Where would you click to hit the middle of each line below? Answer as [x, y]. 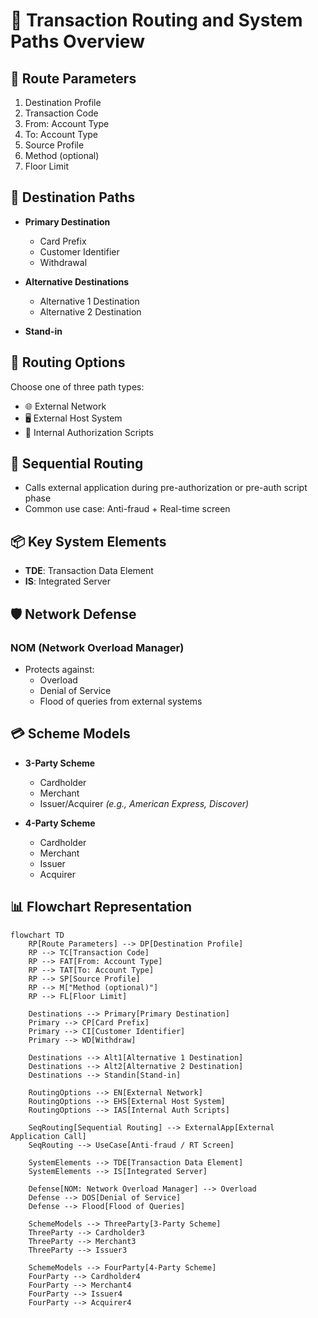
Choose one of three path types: [77, 386]
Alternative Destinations [77, 281]
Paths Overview [77, 41]
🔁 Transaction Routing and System [156, 20]
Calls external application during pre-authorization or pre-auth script [166, 488]
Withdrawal [63, 262]
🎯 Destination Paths [73, 197]
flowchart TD [37, 935]
